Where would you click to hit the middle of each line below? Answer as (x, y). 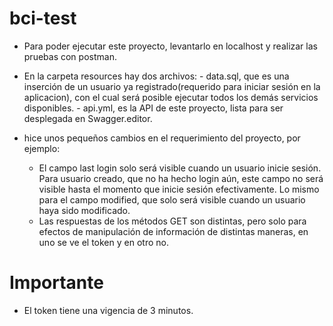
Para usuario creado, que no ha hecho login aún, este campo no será (181, 178)
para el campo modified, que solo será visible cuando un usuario (172, 199)
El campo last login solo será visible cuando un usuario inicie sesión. (180, 168)
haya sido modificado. (84, 210)
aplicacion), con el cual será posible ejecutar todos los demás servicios (171, 97)
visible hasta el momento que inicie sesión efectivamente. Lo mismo (179, 189)
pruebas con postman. (70, 56)
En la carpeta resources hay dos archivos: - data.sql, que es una (156, 76)
